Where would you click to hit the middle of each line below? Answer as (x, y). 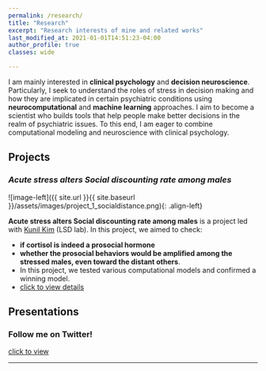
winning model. (45, 278)
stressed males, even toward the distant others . (100, 262)
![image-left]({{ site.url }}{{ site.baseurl (72, 197)
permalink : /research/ (46, 15)
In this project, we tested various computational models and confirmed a (138, 270)
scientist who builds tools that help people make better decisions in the (124, 115)
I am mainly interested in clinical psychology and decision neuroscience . (129, 82)
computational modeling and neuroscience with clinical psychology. (119, 132)
